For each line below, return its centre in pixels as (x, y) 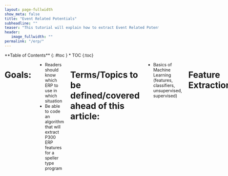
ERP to (52, 85)
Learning (162, 75)
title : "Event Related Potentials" (41, 19)
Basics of (162, 64)
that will (53, 127)
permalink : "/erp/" (24, 41)
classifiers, (164, 85)
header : (12, 32)
